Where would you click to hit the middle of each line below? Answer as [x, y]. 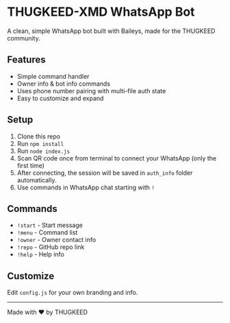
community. [24, 38]
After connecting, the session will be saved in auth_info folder [105, 173]
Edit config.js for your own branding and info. [73, 293]
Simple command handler [53, 76]
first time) [30, 165]
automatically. [37, 180]
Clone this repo [38, 136]
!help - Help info [41, 254]
